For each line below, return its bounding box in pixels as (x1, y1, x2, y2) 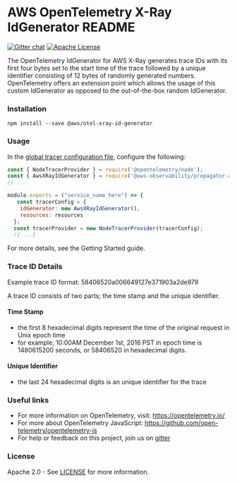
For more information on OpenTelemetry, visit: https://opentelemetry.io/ (17, 411, 225, 420)
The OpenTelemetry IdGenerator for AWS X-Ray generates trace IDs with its (7, 56, 228, 64)
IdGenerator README (7, 19, 135, 35)
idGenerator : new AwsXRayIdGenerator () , (20, 205, 140, 212)
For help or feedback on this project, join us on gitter (17, 434, 171, 442)
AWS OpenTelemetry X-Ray (7, 4, 172, 20)
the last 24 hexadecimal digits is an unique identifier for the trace (17, 377, 207, 386)
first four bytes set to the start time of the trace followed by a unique (7, 64, 206, 72)
